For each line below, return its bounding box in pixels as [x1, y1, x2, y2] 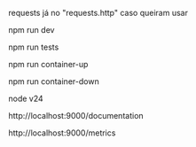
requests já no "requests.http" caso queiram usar [8, 8, 188, 18]
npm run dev [8, 25, 55, 35]
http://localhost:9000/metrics [8, 128, 116, 138]
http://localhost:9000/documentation [8, 111, 144, 120]
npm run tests [8, 42, 59, 52]
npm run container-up [8, 59, 89, 69]
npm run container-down [8, 76, 99, 87]
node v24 [8, 93, 43, 104]
